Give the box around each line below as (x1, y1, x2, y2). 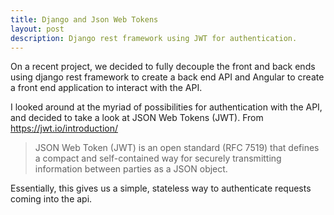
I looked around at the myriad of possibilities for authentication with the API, (10, 101, 323, 113)
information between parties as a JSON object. (34, 163, 228, 175)
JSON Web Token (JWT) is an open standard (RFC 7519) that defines (34, 142, 320, 154)
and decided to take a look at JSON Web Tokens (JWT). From (10, 112, 264, 124)
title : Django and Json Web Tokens (10, 14, 159, 25)
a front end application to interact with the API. (10, 82, 203, 94)
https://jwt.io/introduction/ (10, 122, 119, 135)
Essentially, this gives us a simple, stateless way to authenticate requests (10, 182, 312, 195)
